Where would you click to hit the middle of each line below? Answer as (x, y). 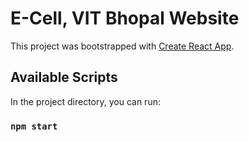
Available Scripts (64, 77)
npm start (34, 126)
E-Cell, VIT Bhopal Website (125, 18)
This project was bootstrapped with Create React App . (122, 46)
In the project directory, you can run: (85, 101)
